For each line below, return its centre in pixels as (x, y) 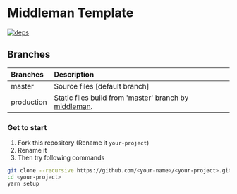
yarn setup (23, 183)
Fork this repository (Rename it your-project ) (83, 143)
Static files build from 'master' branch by (121, 98)
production (29, 102)
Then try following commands (61, 158)
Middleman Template (71, 13)
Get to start (27, 127)
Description (74, 74)
